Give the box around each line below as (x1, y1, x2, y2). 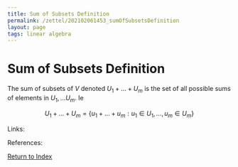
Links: (7, 124, 25, 133)
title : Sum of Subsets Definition (7, 10, 110, 18)
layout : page (7, 23, 46, 31)
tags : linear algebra (7, 30, 72, 38)
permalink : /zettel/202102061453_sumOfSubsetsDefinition (7, 17, 180, 24)
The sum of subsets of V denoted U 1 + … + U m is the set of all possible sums (7, 85, 231, 95)
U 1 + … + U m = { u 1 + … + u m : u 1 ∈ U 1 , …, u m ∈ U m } (45, 109, 194, 119)
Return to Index (7, 152, 53, 161)
